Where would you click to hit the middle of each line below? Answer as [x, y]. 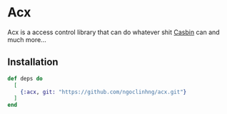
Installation [33, 62]
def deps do [25, 78]
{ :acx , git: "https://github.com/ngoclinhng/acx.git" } [104, 92]
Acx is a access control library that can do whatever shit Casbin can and [113, 32]
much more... [27, 39]
